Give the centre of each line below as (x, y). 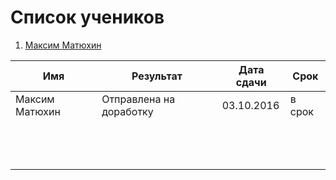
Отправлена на (138, 99)
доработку (127, 111)
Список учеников (87, 17)
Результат (157, 76)
